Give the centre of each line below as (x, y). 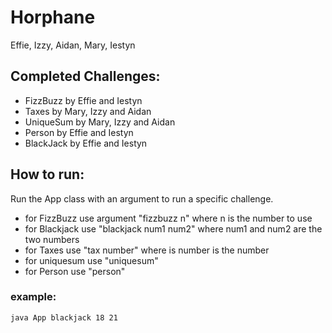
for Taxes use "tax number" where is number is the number (147, 250)
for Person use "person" (75, 271)
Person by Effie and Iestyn (79, 132)
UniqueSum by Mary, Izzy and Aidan (100, 122)
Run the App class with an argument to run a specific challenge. (142, 198)
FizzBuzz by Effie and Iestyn (83, 100)
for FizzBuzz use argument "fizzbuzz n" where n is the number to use (168, 218)
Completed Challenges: (85, 76)
